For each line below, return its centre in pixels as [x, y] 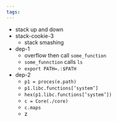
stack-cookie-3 [34, 36]
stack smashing [44, 42]
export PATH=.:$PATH [50, 69]
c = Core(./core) [46, 101]
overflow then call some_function [65, 55]
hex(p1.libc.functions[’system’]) [68, 95]
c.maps [33, 107]
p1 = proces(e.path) [50, 82]
